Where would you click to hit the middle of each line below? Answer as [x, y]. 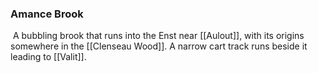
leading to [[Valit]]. [48, 57]
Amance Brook [47, 14]
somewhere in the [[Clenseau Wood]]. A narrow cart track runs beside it [159, 46]
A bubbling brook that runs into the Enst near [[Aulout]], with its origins [158, 36]
